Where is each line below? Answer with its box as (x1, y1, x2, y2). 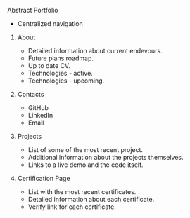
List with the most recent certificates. (27, 188, 137, 196)
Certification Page (17, 175, 70, 182)
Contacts (17, 90, 44, 98)
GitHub (27, 104, 49, 111)
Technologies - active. (27, 69, 93, 77)
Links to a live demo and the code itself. (27, 161, 144, 169)
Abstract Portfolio (7, 6, 58, 14)
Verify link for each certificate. (27, 203, 116, 211)
